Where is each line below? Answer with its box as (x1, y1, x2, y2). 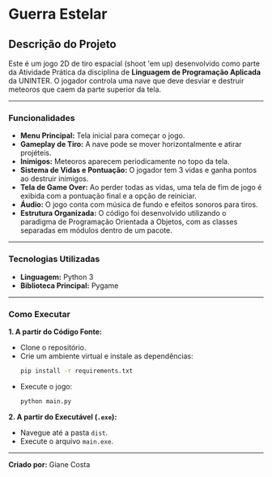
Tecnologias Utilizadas (8, 253, 100, 264)
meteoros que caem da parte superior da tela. (8, 84, 162, 94)
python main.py (19, 397, 72, 406)
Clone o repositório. (19, 342, 87, 352)
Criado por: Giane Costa (8, 459, 91, 469)
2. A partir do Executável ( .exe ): (8, 411, 117, 422)
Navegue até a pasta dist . (19, 428, 108, 437)
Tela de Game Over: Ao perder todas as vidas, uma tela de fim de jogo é (19, 183, 262, 192)
